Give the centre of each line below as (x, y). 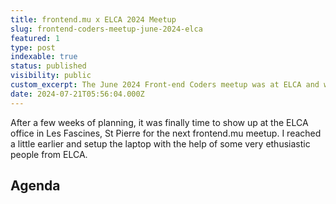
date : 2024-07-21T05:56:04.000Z (77, 94)
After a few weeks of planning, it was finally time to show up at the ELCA (159, 122)
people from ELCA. (49, 154)
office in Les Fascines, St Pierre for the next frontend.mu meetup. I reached (166, 133)
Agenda (35, 186)
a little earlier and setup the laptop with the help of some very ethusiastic (160, 143)
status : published (48, 66)
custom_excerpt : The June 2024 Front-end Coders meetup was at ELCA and (165, 85)
